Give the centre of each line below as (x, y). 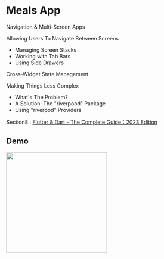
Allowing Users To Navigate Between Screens (63, 38)
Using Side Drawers (39, 63)
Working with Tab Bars (43, 56)
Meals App (33, 10)
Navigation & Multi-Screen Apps (46, 27)
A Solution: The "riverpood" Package (60, 103)
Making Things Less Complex (43, 85)
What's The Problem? (41, 97)
